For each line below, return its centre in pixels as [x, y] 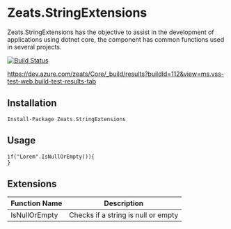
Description [124, 203]
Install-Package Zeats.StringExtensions [67, 119]
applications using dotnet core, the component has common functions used [116, 39]
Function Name [37, 203]
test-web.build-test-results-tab [51, 81]
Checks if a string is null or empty [124, 215]
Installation [32, 103]
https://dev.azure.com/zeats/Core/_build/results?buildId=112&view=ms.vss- [115, 74]
